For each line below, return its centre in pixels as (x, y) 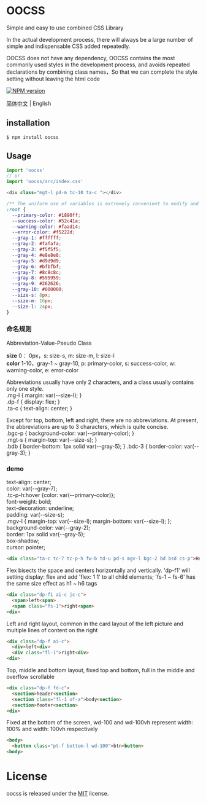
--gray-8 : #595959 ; (37, 278)
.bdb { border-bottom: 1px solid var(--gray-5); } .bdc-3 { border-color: (94, 446)
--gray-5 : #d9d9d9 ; (37, 261)
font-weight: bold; (29, 502)
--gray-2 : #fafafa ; (37, 244)
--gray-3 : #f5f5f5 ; (37, 249)
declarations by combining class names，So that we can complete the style (102, 72)
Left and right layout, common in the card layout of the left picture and (95, 624)
